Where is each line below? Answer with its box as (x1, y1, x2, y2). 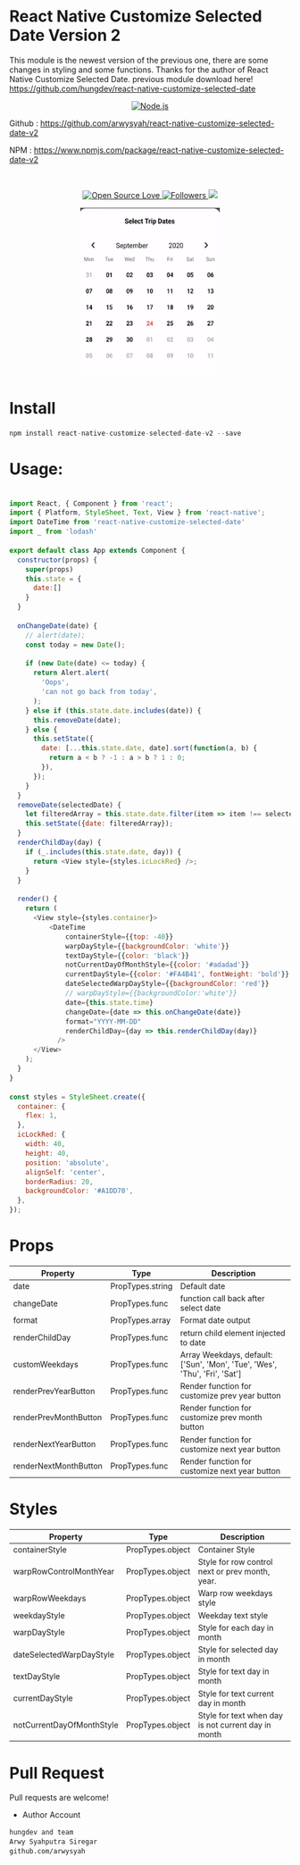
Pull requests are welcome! (9, 1793, 109, 1803)
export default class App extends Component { (9, 546, 186, 555)
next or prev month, (197, 1566, 271, 1577)
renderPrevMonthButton (12, 1412, 103, 1423)
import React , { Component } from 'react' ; (9, 498, 174, 508)
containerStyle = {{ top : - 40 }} (65, 932, 174, 941)
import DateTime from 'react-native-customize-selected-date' (9, 518, 246, 527)
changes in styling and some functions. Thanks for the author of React (9, 64, 269, 75)
